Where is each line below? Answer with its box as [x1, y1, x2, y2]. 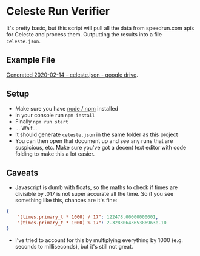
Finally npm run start [15, 117, 68, 125]
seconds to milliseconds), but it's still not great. [15, 243, 133, 250]
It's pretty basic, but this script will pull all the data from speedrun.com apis [6, 24, 195, 32]
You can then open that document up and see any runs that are [15, 137, 173, 144]
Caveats [6, 167, 38, 178]
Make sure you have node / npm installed [15, 105, 118, 112]
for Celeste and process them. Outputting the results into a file [6, 30, 162, 38]
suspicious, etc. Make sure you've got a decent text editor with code [15, 144, 187, 151]
